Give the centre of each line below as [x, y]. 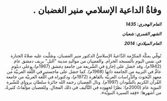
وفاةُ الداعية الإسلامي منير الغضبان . [97, 10]
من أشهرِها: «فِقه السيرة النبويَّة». [131, 93]
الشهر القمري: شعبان [142, 34]
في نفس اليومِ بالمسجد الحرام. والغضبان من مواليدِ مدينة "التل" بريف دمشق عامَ [87, 61]
